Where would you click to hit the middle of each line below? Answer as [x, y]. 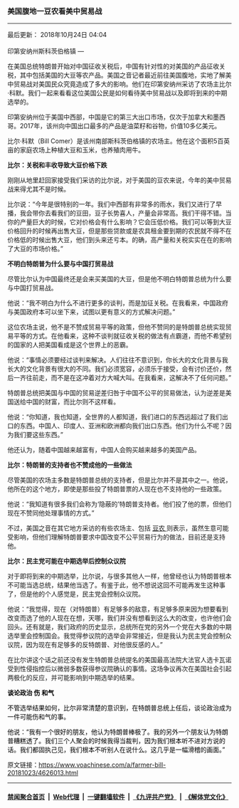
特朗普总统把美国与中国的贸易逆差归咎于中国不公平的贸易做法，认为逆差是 [116, 393]
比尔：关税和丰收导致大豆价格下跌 [57, 165]
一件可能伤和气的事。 [38, 717]
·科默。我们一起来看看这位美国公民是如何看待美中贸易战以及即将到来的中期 [117, 93]
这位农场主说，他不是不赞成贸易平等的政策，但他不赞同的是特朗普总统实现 [116, 327]
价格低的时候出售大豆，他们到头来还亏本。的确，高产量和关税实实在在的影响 [119, 240]
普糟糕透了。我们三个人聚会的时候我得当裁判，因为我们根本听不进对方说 [113, 741]
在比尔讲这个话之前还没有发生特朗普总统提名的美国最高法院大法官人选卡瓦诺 [119, 660]
